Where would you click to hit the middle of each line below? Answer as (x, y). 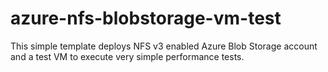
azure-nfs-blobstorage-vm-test (146, 18)
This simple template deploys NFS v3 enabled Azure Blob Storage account (164, 46)
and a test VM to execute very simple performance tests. (127, 56)
